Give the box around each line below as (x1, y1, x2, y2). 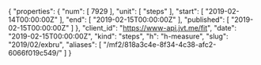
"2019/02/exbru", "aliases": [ (8, 40, 102, 49)
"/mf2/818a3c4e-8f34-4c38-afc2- (103, 40, 217, 49)
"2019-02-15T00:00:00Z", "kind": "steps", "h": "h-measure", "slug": (8, 31, 229, 41)
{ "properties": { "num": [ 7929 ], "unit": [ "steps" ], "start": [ (8, 7, 204, 16)
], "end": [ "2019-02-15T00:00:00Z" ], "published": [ (59, 15, 229, 24)
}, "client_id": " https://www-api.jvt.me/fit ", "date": (74, 23, 237, 32)
